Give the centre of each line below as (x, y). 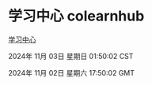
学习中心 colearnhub (76, 16)
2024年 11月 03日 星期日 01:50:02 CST (71, 56)
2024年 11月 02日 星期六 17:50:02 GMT (72, 72)
